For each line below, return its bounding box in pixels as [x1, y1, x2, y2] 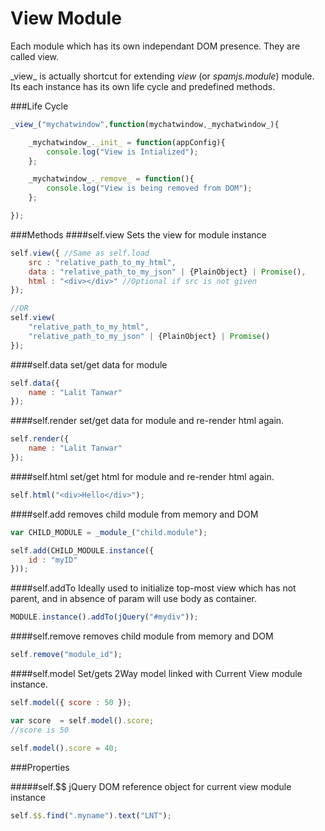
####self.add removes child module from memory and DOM [10, 508, 259, 520]
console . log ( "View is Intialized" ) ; [46, 147, 199, 157]
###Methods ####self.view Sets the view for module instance [10, 228, 267, 241]
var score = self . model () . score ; [10, 715, 155, 726]
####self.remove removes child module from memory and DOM [10, 630, 274, 642]
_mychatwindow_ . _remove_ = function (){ [28, 174, 195, 184]
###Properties [10, 761, 70, 773]
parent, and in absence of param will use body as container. [10, 593, 257, 605]
